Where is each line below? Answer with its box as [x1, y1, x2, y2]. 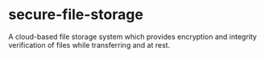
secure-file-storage [8, 6, 143, 24]
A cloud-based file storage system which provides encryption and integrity [8, 32, 258, 41]
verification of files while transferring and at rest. [8, 40, 171, 49]
